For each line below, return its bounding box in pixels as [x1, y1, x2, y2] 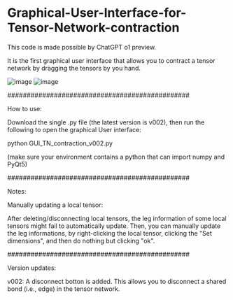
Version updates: [7, 264, 57, 272]
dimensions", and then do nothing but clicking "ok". [7, 236, 155, 245]
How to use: [7, 104, 42, 113]
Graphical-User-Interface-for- [7, 5, 187, 21]
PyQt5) [7, 159, 28, 169]
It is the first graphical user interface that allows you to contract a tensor [7, 56, 216, 64]
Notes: [7, 187, 27, 195]
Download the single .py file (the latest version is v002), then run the [7, 117, 205, 127]
